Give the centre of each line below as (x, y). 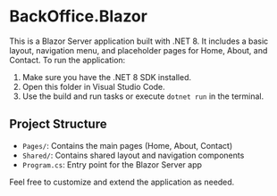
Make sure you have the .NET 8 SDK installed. (107, 77)
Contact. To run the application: (67, 60)
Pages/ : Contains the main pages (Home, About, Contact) (127, 145)
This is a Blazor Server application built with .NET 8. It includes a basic (139, 41)
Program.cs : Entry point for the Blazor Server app (112, 164)
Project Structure (58, 124)
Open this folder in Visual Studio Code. (93, 86)
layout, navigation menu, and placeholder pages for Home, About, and (138, 50)
